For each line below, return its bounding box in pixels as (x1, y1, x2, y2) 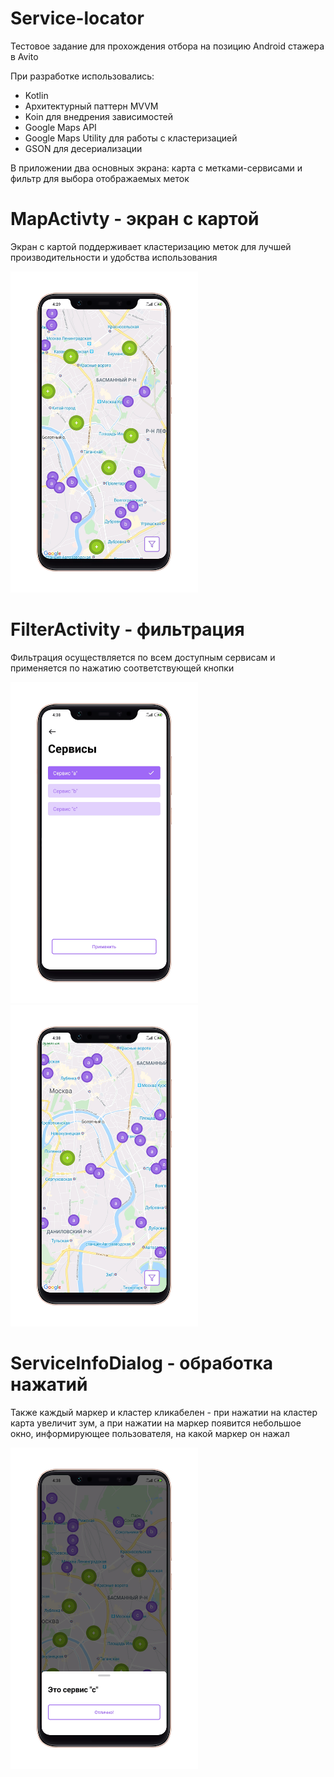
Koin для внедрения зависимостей (24, 110, 173, 122)
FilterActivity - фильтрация (10, 618, 245, 641)
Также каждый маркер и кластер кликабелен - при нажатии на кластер (10, 1406, 318, 1418)
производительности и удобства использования (10, 251, 218, 263)
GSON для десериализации (24, 142, 143, 154)
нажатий (10, 1373, 88, 1396)
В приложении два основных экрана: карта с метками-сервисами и (10, 162, 303, 174)
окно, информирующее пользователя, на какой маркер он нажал (10, 1427, 290, 1439)
